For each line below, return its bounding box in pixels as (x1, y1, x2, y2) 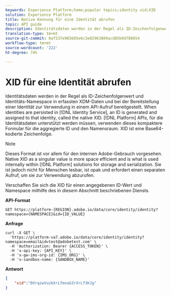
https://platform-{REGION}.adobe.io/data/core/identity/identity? (14, 207, 158, 213)
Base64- (145, 126, 164, 132)
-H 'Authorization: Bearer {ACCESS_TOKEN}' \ (10, 244, 108, 249)
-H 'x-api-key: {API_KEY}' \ (10, 248, 72, 253)
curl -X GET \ (5, 230, 36, 235)
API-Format (5, 197, 31, 203)
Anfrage (5, 221, 23, 227)
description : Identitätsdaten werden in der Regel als (5, 26, 124, 32)
